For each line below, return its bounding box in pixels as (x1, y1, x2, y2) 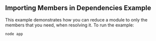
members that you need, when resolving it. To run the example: (5, 22, 134, 28)
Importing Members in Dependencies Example (5, 4, 152, 12)
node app (5, 31, 23, 36)
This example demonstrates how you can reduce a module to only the (5, 17, 148, 22)
